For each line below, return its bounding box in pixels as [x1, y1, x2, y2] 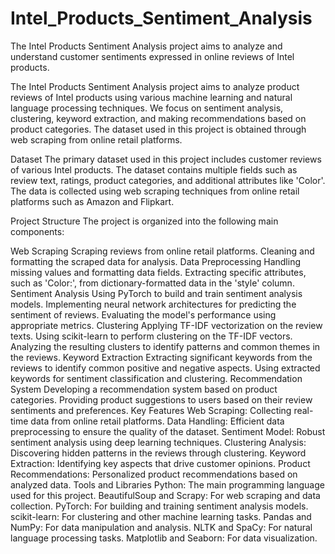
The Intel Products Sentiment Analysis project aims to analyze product [10, 80, 300, 92]
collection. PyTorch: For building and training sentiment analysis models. [10, 500, 309, 512]
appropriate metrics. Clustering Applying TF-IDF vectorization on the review [10, 319, 323, 331]
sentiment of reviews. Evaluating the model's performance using [10, 308, 277, 321]
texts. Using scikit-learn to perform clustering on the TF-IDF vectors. [10, 330, 293, 342]
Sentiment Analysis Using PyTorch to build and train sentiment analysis [10, 287, 303, 299]
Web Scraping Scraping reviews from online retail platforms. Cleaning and [10, 245, 315, 257]
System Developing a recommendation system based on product [10, 383, 278, 395]
